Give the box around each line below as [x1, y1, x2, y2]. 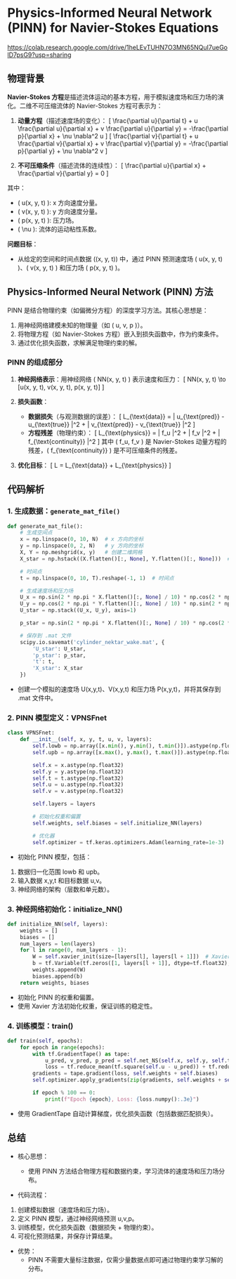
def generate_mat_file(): [7, 523, 83, 530]
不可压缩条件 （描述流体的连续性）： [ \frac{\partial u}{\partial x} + [17, 161, 206, 169]
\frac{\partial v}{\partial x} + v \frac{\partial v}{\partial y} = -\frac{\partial [17, 139, 228, 147]
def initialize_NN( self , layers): [7, 920, 109, 928]
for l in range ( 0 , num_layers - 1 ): [20, 947, 128, 954]
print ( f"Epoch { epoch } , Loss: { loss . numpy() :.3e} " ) [44, 1096, 199, 1103]
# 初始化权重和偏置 [32, 813, 81, 820]
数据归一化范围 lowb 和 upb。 [17, 867, 104, 876]
